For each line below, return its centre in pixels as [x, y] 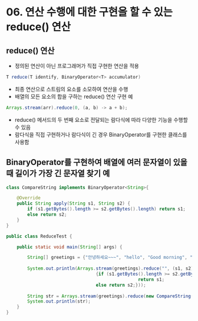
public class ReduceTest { [39, 236]
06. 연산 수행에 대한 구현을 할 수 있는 [89, 12]
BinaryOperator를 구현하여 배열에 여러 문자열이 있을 [97, 162]
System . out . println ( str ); [59, 301]
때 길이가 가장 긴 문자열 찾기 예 [58, 174]
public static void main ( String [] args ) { [70, 247]
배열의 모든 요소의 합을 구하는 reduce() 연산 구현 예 [74, 96]
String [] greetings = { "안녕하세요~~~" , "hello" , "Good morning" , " [110, 258]
